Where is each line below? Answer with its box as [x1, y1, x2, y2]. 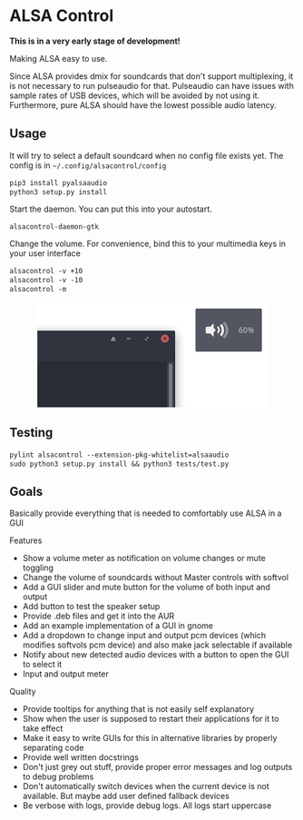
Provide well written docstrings [22, 752, 139, 763]
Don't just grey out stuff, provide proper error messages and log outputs [22, 762, 293, 773]
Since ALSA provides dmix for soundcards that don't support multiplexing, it [9, 70, 294, 82]
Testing [9, 425, 54, 440]
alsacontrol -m [9, 284, 67, 293]
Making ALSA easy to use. [9, 53, 108, 64]
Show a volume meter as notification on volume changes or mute [22, 553, 266, 564]
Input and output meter [22, 668, 109, 679]
